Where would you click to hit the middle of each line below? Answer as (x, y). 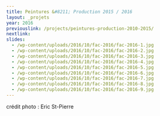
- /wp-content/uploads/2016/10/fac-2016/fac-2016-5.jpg (83, 67)
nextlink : (19, 34)
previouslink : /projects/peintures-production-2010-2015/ (80, 28)
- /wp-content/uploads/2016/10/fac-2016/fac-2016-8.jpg (83, 84)
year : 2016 (20, 23)
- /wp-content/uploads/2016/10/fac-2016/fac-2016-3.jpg (83, 56)
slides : (16, 39)
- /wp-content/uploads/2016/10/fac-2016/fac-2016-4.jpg (83, 62)
